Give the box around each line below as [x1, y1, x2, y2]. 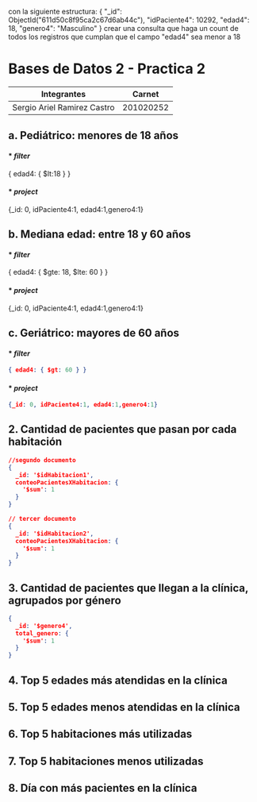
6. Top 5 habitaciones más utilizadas [8, 727, 193, 741]
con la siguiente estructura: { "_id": [8, 7, 123, 16]
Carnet [132, 88, 159, 99]
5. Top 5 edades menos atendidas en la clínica [8, 700, 240, 714]
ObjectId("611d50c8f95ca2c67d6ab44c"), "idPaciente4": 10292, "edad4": [8, 15, 250, 25]
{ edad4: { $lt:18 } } [8, 168, 71, 178]
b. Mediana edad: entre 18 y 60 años [8, 228, 191, 241]
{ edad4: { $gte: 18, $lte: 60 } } [8, 268, 109, 277]
